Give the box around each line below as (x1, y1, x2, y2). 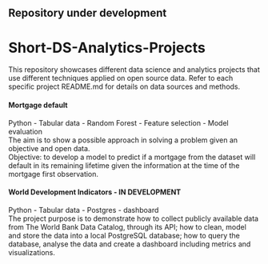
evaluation (8, 126, 42, 136)
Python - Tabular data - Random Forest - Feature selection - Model (8, 118, 230, 127)
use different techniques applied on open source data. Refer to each (8, 74, 234, 83)
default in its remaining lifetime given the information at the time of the (8, 160, 240, 170)
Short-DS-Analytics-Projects (8, 38, 206, 57)
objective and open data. (8, 143, 90, 153)
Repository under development (8, 6, 167, 20)
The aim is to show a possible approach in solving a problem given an (8, 135, 238, 145)
